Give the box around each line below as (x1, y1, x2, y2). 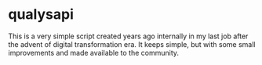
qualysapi (8, 5, 75, 23)
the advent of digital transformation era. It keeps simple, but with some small (8, 39, 256, 49)
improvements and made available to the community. (8, 48, 179, 57)
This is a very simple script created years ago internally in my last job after (8, 31, 249, 41)
